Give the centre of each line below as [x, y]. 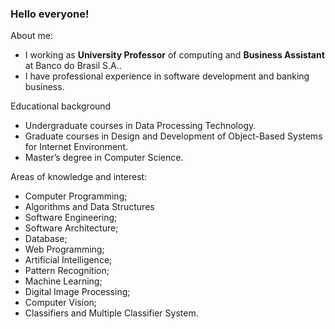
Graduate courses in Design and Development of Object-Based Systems [173, 136]
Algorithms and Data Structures [89, 207]
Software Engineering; [71, 218]
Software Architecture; [71, 228]
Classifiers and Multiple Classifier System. [111, 313]
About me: [31, 36]
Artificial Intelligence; [68, 260]
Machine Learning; [63, 281]
